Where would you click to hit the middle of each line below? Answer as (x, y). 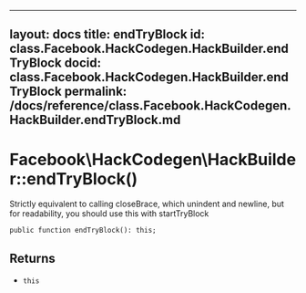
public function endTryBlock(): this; (83, 230)
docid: (83, 63)
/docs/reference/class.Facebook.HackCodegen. (150, 106)
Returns (33, 258)
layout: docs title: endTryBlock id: (107, 34)
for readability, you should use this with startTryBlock (109, 214)
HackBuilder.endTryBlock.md (95, 120)
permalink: (96, 92)
